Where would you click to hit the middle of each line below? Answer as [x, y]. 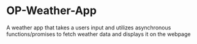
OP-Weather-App [51, 11]
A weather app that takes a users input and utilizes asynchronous [89, 28]
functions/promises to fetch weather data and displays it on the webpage [98, 34]
